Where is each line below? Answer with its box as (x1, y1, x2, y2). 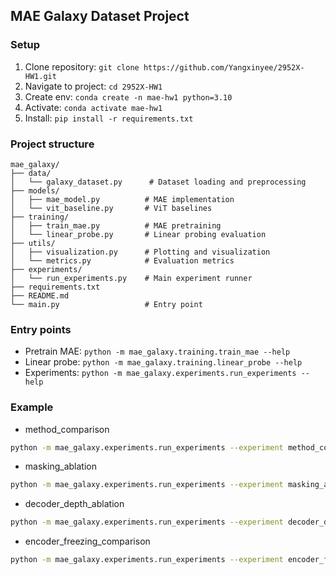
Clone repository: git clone (24, 60, 140, 73)
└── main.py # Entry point (10, 299, 203, 309)
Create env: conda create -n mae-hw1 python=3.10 (24, 90, 233, 103)
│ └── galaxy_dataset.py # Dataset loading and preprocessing (10, 177, 307, 187)
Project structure (10, 137, 95, 151)
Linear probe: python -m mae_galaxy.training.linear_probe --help (24, 356, 303, 368)
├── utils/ (10, 238, 56, 248)
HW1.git (24, 71, 57, 81)
